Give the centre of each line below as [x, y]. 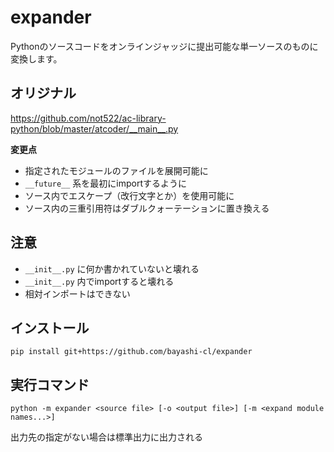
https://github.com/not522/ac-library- [88, 118]
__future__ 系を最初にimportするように [106, 183]
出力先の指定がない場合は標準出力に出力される [106, 437]
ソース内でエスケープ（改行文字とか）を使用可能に [129, 195]
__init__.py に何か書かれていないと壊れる [112, 268]
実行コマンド [50, 384]
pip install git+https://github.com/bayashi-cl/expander [131, 352]
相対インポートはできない [77, 293]
